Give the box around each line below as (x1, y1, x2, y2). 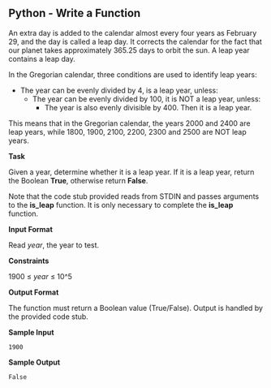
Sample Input (8, 327, 54, 337)
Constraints (8, 256, 49, 265)
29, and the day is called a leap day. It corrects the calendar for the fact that (8, 37, 262, 46)
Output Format (8, 287, 59, 297)
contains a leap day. (8, 54, 75, 63)
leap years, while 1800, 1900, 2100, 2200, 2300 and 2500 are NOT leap (8, 127, 247, 136)
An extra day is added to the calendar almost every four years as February (8, 28, 257, 37)
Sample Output (8, 357, 61, 367)
